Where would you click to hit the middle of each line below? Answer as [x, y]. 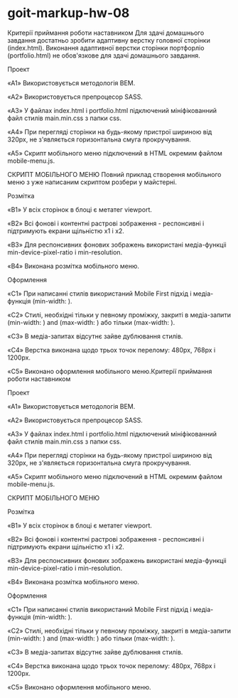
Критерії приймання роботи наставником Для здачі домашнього [106, 33]
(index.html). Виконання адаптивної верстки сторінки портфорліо [106, 48]
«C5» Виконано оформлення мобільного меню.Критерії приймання [110, 371]
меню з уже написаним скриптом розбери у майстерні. [92, 182]
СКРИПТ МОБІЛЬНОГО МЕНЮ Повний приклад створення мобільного [114, 174]
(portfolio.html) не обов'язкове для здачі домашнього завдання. [104, 55]
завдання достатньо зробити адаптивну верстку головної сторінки [109, 40]
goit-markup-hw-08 [69, 13]
